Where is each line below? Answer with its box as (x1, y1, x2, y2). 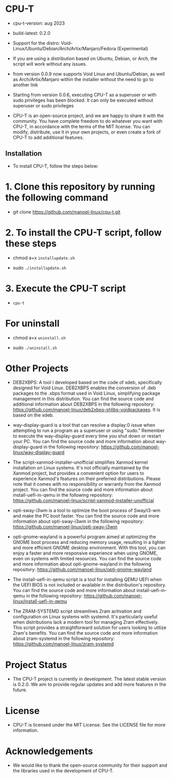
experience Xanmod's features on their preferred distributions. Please (12, 476, 161, 482)
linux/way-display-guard (12, 449, 65, 456)
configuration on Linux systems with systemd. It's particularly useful (12, 614, 158, 620)
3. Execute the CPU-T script (5, 282, 126, 294)
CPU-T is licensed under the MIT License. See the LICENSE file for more (12, 722, 166, 728)
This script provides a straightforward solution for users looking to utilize (12, 624, 167, 631)
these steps (5, 237, 57, 249)
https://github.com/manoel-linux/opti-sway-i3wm (12, 524, 118, 530)
